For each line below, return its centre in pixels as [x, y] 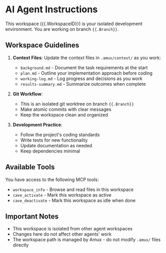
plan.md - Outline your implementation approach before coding [86, 73]
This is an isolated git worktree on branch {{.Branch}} [77, 104]
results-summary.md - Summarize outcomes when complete [83, 84]
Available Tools [30, 167]
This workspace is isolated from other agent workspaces [73, 229]
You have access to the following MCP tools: [52, 179]
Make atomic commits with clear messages [66, 109]
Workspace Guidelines [42, 45]
